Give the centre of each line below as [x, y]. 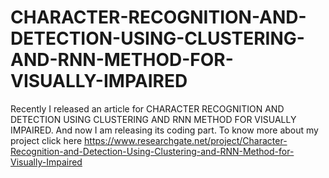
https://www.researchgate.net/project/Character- [186, 140]
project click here [46, 140]
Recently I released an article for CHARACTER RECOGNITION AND [147, 108]
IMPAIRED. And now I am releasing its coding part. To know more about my [164, 130]
